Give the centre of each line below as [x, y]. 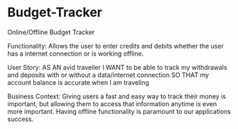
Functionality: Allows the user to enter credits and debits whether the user [115, 46]
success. [21, 119]
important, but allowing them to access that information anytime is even [112, 103]
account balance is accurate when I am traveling [78, 82]
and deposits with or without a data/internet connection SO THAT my [108, 75]
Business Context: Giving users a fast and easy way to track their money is [117, 96]
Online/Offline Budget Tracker [51, 32]
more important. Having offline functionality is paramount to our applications [119, 111]
